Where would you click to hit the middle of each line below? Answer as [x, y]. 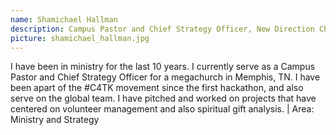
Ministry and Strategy [55, 120]
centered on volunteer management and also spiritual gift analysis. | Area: [162, 109]
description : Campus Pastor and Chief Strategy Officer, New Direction [162, 29]
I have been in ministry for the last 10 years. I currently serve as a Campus [163, 67]
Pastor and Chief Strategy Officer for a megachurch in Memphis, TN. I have [165, 77]
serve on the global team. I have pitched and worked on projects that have [163, 98]
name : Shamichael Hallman [64, 19]
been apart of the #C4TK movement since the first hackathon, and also [157, 88]
